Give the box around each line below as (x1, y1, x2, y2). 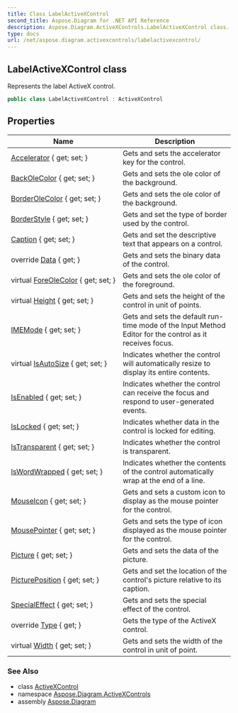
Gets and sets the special (123, 595, 207, 605)
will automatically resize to (123, 358, 211, 368)
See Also (7, 666, 39, 676)
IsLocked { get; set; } (11, 421, 79, 431)
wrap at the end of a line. (123, 475, 205, 485)
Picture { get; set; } (11, 550, 73, 560)
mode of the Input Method (139, 320, 226, 330)
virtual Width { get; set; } (11, 640, 92, 650)
